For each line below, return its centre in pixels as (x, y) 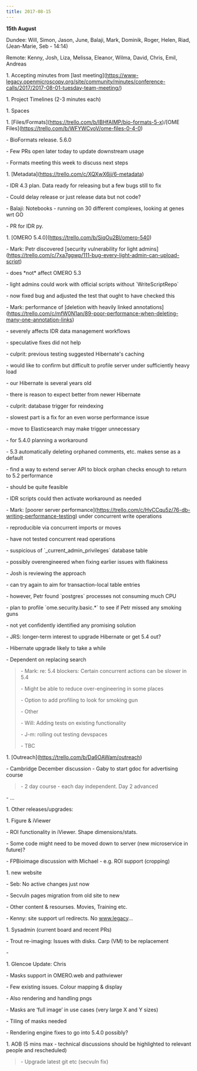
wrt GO (15, 214)
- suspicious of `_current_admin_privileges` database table (77, 550)
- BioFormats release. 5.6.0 (39, 140)
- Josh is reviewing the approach (46, 573)
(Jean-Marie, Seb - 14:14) (37, 46)
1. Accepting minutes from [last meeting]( (56, 75)
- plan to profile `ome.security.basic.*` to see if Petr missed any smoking (94, 607)
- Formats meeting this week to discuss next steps (67, 162)
